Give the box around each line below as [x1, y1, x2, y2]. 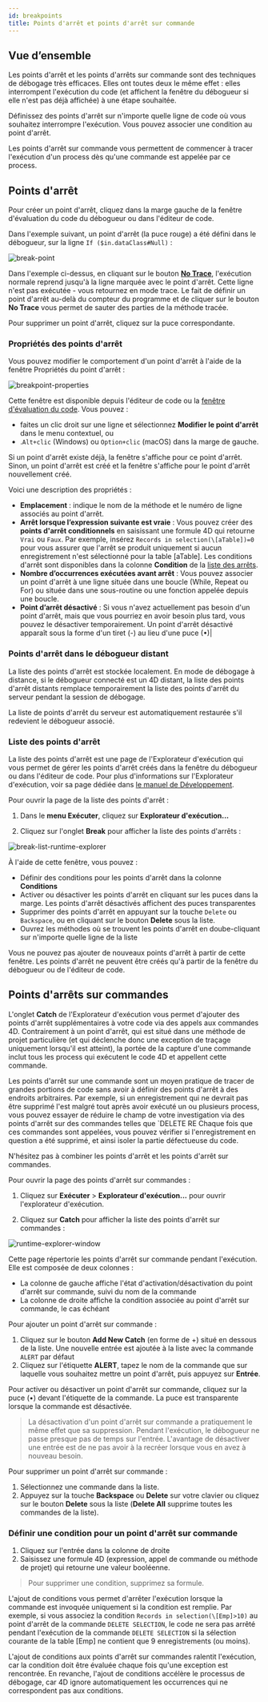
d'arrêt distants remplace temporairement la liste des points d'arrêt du [8, 683, 239, 693]
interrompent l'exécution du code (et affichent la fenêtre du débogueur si [8, 87, 250, 97]
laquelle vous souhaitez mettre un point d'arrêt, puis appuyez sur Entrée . [19, 1369, 261, 1378]
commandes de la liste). [19, 1507, 99, 1517]
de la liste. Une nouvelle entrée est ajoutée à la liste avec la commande [19, 1343, 254, 1353]
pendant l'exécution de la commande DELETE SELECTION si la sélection [8, 1628, 237, 1638]
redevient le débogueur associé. [8, 716, 115, 726]
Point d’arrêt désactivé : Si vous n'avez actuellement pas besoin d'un [19, 602, 250, 613]
